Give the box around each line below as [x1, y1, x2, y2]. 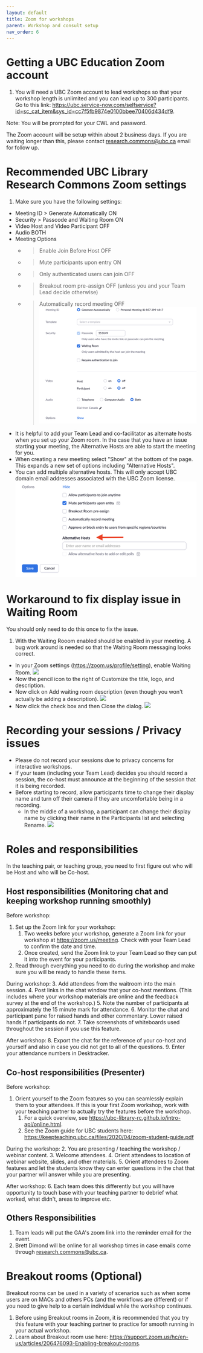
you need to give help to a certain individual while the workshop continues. [6, 1302, 193, 1309]
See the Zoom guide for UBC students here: [24, 1127, 134, 1134]
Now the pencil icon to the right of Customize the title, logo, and [14, 675, 175, 682]
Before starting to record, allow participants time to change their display [14, 789, 195, 796]
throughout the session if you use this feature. [6, 1025, 121, 1033]
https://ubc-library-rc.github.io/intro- [89, 1114, 181, 1122]
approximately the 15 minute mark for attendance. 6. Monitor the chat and [6, 1006, 189, 1013]
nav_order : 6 [6, 29, 39, 35]
